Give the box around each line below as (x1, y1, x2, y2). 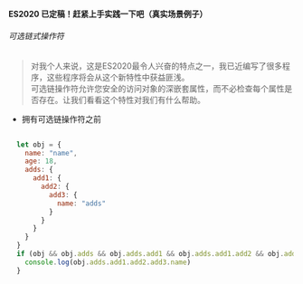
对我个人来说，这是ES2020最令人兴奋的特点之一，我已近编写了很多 (30, 60, 282, 71)
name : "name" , (24, 148, 78, 157)
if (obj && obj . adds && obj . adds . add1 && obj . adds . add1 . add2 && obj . (16, 250, 285, 259)
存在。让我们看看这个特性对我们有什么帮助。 (38, 94, 205, 105)
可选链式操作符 (8, 31, 64, 42)
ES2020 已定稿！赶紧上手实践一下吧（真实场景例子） (8, 8, 208, 19)
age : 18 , (24, 156, 58, 166)
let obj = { (16, 140, 62, 149)
